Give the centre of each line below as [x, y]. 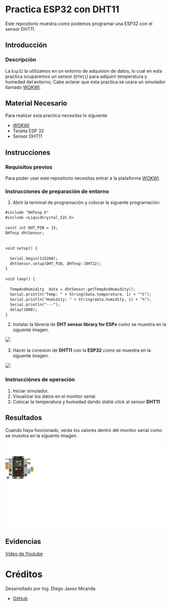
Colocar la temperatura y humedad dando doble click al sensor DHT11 [86, 402]
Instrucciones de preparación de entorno [57, 191]
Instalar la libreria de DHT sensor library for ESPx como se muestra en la [90, 324]
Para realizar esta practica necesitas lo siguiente [56, 116]
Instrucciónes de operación [40, 380]
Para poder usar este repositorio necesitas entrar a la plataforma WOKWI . [83, 178]
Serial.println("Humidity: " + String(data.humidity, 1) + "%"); [81, 300]
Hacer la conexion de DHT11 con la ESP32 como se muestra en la [82, 350]
